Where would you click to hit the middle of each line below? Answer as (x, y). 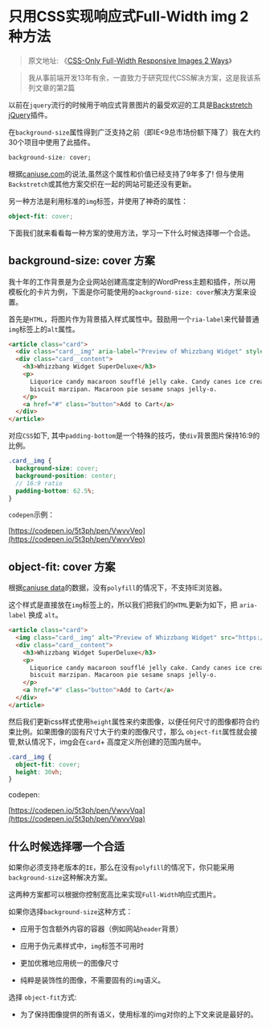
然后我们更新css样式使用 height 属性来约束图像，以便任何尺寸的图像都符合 (131, 721)
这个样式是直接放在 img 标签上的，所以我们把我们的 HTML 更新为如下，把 (123, 605)
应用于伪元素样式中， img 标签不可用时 (82, 946)
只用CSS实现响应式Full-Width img (123, 17)
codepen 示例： (32, 515)
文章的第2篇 (55, 87)
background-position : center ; (66, 476)
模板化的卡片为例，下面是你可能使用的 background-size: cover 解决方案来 (129, 292)
